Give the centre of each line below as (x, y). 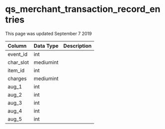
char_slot (18, 62)
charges (17, 78)
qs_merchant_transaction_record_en (83, 9)
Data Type (46, 46)
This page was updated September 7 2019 (48, 33)
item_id (16, 70)
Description (78, 46)
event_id (18, 54)
